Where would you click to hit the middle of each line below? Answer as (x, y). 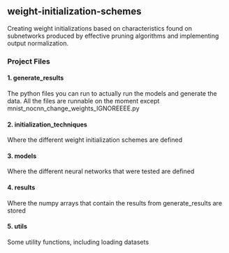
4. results (21, 187)
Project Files (29, 61)
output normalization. (38, 43)
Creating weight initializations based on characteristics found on (100, 28)
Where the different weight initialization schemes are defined (95, 140)
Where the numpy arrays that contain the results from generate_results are (114, 203)
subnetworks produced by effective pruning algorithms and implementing (113, 36)
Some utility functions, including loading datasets (78, 242)
